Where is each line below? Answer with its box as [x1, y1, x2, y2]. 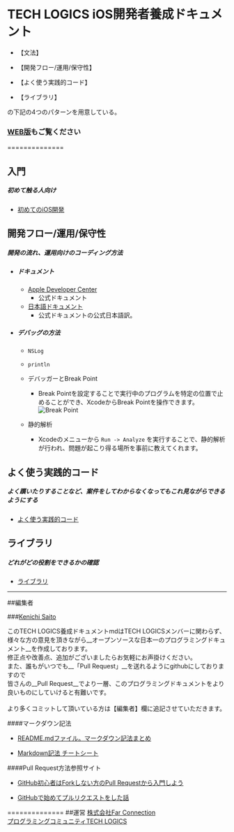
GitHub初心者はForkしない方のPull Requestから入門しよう [17, 779, 184, 787]
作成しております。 [37, 645, 92, 653]
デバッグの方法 [17, 328, 61, 336]
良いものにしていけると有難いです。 [7, 688, 110, 696]
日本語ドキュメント [27, 302, 84, 311]
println [27, 361, 50, 368]
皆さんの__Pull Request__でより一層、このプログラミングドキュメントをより [7, 680, 225, 688]
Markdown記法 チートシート [17, 749, 99, 757]
